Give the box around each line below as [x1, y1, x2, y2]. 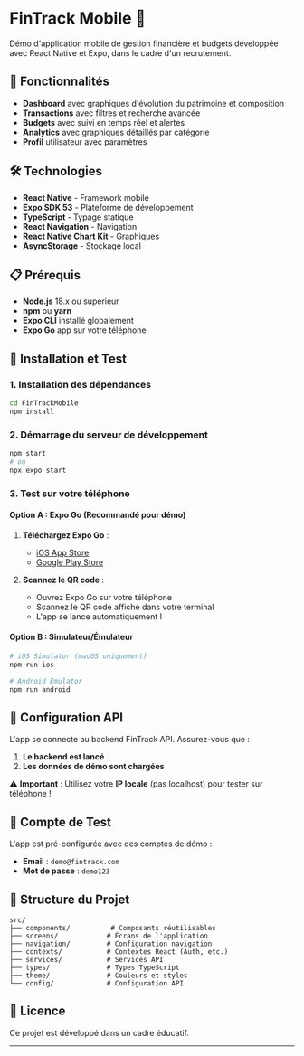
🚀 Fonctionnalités [9, 74, 110, 90]
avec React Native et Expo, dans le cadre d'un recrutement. [9, 47, 232, 58]
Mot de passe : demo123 [22, 865, 110, 876]
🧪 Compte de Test [9, 814, 111, 830]
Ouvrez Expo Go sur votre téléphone [35, 591, 173, 602]
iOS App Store [35, 547, 90, 558]
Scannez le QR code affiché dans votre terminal [35, 601, 214, 612]
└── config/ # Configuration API [9, 979, 184, 988]
